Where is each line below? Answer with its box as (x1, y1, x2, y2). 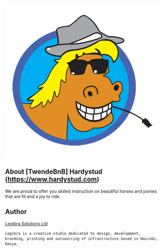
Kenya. (5, 241, 19, 246)
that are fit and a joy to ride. (5, 193, 61, 199)
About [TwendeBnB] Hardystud (5, 168, 102, 176)
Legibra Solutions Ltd (5, 221, 48, 227)
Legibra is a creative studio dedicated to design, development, (5, 231, 141, 236)
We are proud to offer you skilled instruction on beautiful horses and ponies (5, 188, 157, 194)
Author (5, 207, 27, 216)
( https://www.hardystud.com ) (5, 175, 100, 183)
